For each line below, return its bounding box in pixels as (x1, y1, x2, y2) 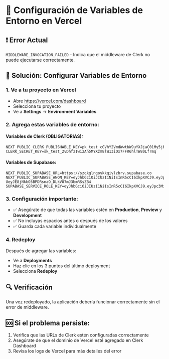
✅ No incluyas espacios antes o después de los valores (13, 218, 128, 224)
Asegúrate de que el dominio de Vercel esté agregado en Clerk (13, 337, 143, 343)
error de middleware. (6, 304, 49, 310)
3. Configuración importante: (6, 195, 78, 202)
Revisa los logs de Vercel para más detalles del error (13, 348, 122, 354)
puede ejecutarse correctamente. (6, 57, 75, 63)
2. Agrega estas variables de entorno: (6, 121, 100, 128)
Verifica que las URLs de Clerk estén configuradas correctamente (13, 332, 149, 338)
